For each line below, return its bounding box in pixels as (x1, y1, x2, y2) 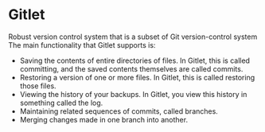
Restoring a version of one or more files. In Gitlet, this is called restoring (19, 72, 255, 82)
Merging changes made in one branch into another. (19, 115, 189, 124)
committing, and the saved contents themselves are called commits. (19, 64, 244, 73)
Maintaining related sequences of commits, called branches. (19, 106, 219, 116)
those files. (19, 81, 57, 91)
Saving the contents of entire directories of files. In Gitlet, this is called (19, 56, 251, 65)
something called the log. (19, 98, 103, 107)
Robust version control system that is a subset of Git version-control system (8, 32, 258, 41)
